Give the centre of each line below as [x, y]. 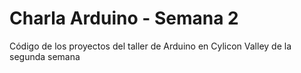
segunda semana [45, 56]
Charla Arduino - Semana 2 [124, 18]
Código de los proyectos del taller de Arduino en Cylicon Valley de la [150, 46]
